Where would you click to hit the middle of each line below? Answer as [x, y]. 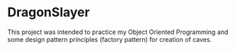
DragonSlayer [48, 12]
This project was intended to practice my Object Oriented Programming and [118, 32]
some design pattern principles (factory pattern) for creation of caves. [110, 39]
